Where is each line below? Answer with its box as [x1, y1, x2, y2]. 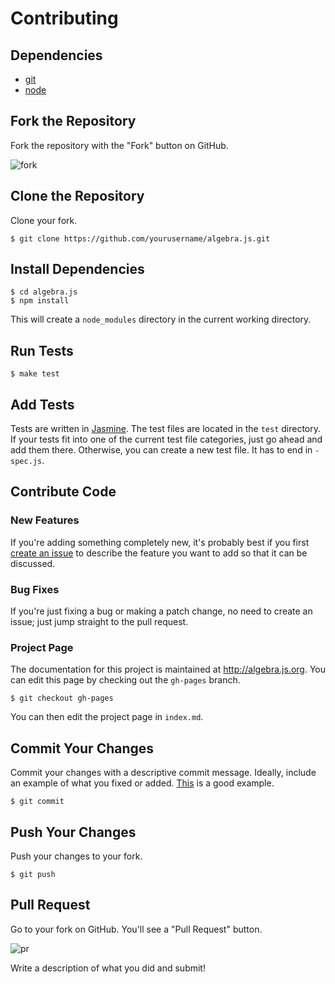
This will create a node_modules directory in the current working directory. [10, 313, 312, 326]
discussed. [10, 557, 56, 569]
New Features [10, 513, 80, 527]
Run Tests [10, 342, 74, 359]
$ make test [10, 369, 60, 379]
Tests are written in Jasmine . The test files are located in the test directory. [10, 423, 322, 435]
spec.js [10, 457, 43, 467]
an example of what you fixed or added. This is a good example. [10, 777, 275, 789]
